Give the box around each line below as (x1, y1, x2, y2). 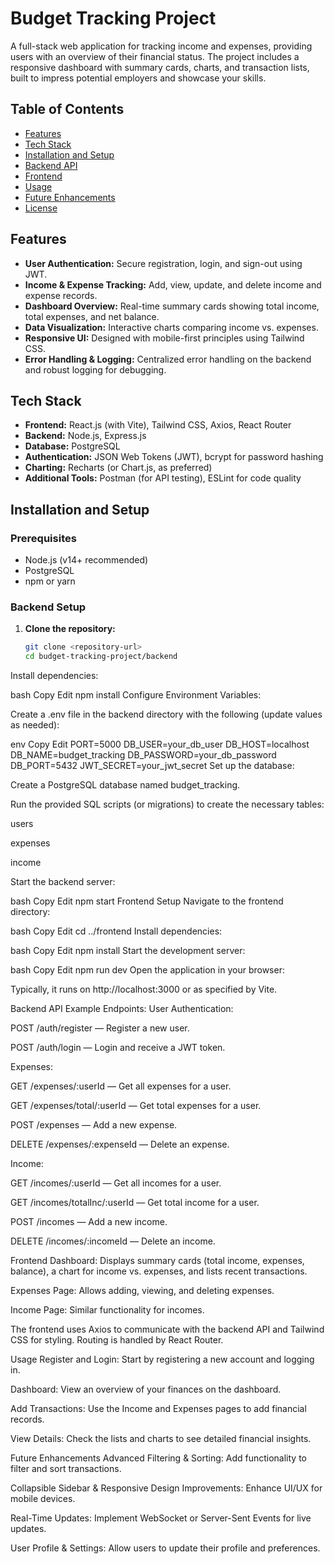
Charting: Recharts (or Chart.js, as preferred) (24, 462, 213, 474)
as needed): (10, 719, 60, 731)
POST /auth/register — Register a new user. (10, 1022, 190, 1034)
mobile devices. (10, 1493, 76, 1505)
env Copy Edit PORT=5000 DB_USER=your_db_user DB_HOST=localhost (10, 738, 310, 751)
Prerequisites (10, 531, 77, 545)
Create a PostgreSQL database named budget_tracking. (10, 779, 241, 791)
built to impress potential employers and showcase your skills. (10, 72, 267, 84)
